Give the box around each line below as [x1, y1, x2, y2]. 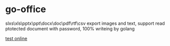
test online [5, 35, 28, 41]
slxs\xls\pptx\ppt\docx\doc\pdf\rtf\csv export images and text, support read [5, 20, 165, 26]
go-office [5, 4, 46, 15]
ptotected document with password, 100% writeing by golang [5, 25, 135, 31]
